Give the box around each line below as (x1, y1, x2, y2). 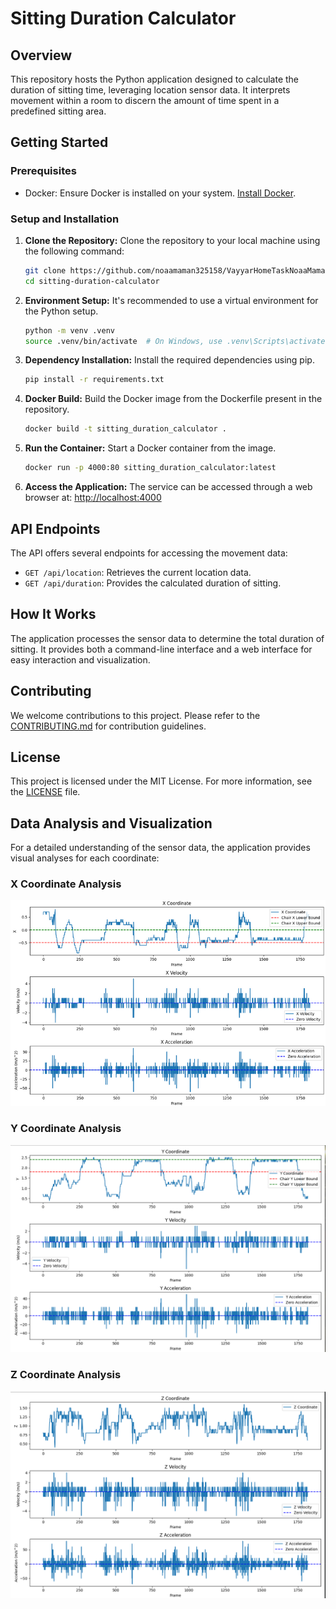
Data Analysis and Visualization (10, 815, 213, 832)
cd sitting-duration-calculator (24, 276, 160, 286)
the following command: (24, 245, 125, 257)
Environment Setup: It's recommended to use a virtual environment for (24, 294, 319, 306)
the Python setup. (24, 305, 99, 317)
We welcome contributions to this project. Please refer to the (10, 709, 261, 721)
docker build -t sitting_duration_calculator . (24, 424, 227, 434)
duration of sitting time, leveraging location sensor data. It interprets (10, 84, 291, 96)
